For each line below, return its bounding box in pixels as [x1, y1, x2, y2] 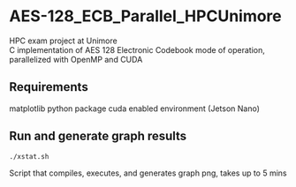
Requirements [9, 79, 88, 94]
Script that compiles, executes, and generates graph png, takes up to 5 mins [9, 168, 287, 178]
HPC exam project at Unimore [9, 35, 118, 46]
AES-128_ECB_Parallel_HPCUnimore [9, 6, 283, 26]
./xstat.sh [9, 152, 49, 161]
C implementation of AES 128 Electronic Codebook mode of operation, [9, 44, 265, 55]
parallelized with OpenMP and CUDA [9, 54, 143, 64]
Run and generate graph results [9, 129, 187, 144]
